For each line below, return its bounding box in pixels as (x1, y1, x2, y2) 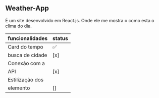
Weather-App (5, 4, 49, 13)
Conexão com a (8, 60, 45, 67)
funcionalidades (8, 35, 48, 42)
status (52, 35, 68, 42)
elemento (8, 84, 30, 91)
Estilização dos (8, 76, 44, 83)
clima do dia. (5, 23, 32, 29)
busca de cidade (8, 52, 47, 59)
